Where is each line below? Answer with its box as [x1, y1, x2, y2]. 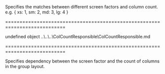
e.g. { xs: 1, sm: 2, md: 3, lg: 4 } [5, 9, 68, 15]
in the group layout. [5, 64, 45, 69]
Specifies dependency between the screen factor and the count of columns [5, 58, 160, 64]
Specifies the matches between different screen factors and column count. [5, 4, 159, 9]
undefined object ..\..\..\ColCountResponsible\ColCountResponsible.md [5, 34, 150, 39]
